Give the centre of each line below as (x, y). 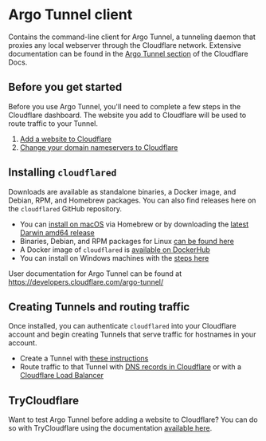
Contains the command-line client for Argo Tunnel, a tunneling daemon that (132, 37)
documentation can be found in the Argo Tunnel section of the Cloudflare (128, 53)
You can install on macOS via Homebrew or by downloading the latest (134, 224)
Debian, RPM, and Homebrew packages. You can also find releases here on (132, 200)
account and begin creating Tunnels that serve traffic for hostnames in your (132, 335)
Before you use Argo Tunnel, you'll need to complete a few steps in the (125, 106)
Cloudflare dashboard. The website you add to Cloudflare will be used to (127, 115)
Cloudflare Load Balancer (62, 376)
